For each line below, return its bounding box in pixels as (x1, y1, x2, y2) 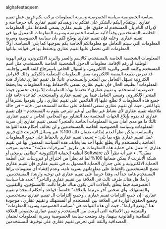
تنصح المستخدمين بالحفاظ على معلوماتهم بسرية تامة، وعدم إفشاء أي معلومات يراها (5, 166, 159, 172)
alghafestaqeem (5, 4, 39, 10)
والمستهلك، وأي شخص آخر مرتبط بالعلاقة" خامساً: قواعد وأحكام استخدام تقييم (5, 187, 150, 192)
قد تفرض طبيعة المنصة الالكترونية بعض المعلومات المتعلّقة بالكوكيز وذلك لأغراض (5, 71, 153, 76)
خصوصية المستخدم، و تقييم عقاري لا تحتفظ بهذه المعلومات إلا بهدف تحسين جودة (5, 87, 154, 92)
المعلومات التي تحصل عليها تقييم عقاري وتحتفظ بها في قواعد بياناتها (5, 46, 129, 51)
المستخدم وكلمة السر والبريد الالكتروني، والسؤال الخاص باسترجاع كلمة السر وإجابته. (5, 65, 161, 71)
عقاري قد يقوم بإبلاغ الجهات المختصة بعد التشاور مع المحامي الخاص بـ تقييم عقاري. (5, 113, 158, 118)
